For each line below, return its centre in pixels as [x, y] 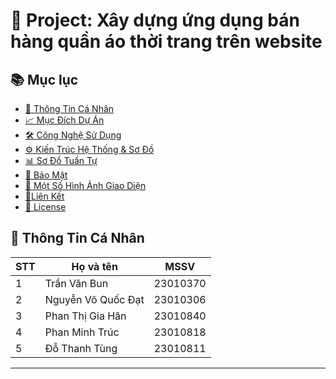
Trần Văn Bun [76, 283]
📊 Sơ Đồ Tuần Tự [61, 160]
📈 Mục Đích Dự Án [64, 120]
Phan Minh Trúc [82, 332]
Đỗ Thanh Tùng [81, 348]
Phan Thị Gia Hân [85, 316]
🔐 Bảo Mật [46, 175]
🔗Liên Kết [44, 196]
